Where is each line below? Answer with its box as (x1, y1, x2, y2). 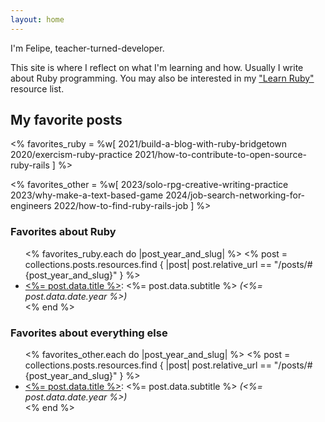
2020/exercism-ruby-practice (10, 149, 133, 161)
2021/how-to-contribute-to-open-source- (134, 149, 308, 161)
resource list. (10, 82, 65, 95)
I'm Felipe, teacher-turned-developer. (10, 42, 165, 54)
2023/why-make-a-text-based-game (10, 189, 164, 201)
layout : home (10, 14, 65, 25)
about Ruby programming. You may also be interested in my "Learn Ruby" (10, 72, 315, 84)
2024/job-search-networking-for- (165, 189, 306, 201)
